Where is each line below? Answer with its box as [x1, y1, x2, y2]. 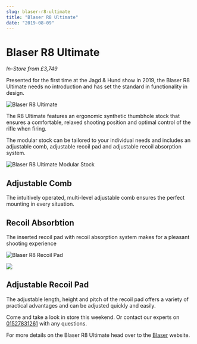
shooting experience [6, 240, 57, 247]
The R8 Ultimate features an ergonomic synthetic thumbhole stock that [6, 113, 180, 120]
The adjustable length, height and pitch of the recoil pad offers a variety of [6, 296, 189, 303]
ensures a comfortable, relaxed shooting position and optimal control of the [6, 119, 191, 126]
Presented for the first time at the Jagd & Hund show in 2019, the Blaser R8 [6, 77, 190, 84]
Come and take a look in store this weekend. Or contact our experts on [6, 314, 180, 321]
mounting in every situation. [6, 200, 74, 207]
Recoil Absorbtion [6, 218, 74, 228]
